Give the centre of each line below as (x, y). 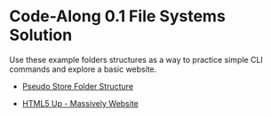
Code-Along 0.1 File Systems (118, 16)
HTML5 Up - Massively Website (80, 103)
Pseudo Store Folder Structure (78, 86)
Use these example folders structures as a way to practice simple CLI (136, 59)
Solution (41, 35)
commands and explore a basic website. (83, 69)
